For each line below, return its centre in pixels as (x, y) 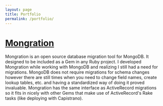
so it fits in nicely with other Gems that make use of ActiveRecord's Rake (79, 93)
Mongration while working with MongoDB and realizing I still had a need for (81, 67)
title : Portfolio (23, 14)
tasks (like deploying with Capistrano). (44, 98)
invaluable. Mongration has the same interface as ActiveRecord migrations (81, 88)
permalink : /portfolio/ (30, 19)
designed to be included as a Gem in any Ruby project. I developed (73, 62)
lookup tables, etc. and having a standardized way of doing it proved (75, 83)
